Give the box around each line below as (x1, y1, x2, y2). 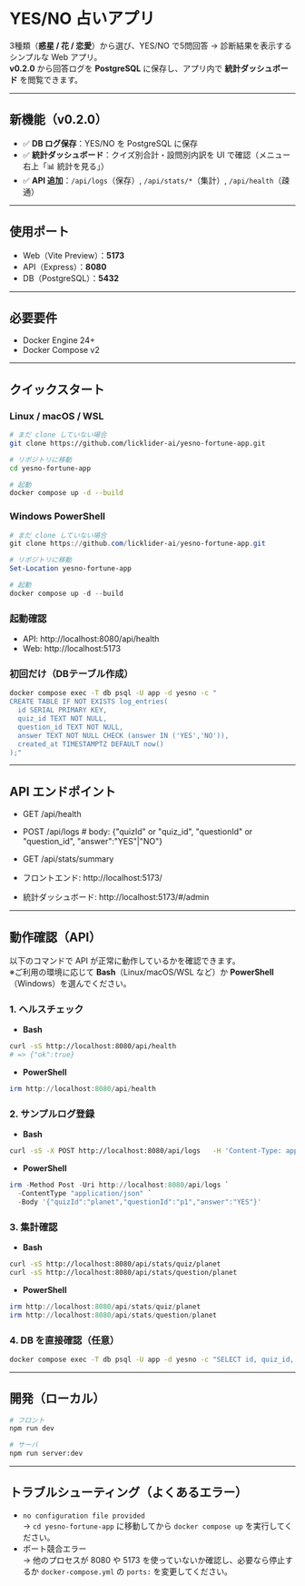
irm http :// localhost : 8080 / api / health (9, 1085, 156, 1094)
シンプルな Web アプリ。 (9, 51, 103, 62)
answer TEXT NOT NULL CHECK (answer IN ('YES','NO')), (17, 731, 230, 740)
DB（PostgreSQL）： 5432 (22, 272, 120, 283)
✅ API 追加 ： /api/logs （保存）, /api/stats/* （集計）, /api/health (22, 175, 274, 186)
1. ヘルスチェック (9, 1003, 84, 1015)
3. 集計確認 (9, 1220, 58, 1233)
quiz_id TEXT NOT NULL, (17, 714, 107, 723)
